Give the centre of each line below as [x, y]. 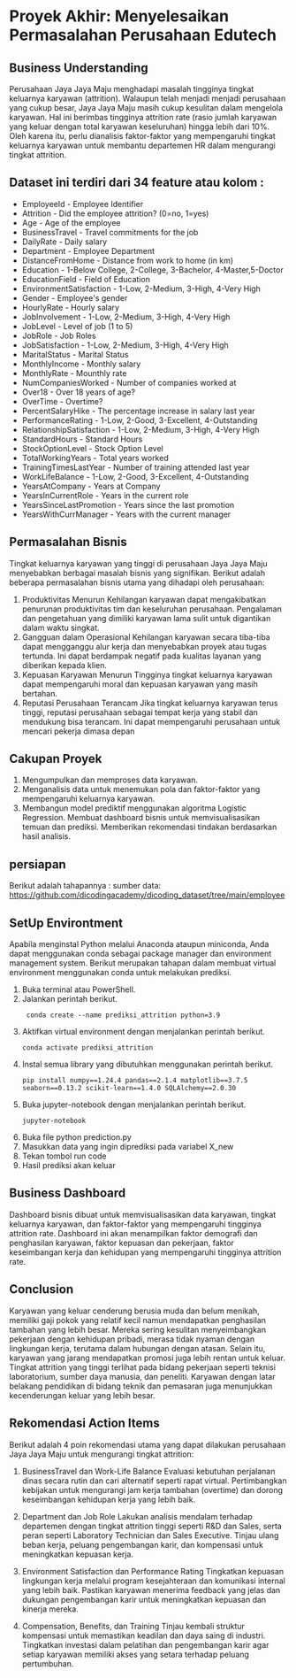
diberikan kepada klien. [65, 665]
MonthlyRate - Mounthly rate [74, 373]
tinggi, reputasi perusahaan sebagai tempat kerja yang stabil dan [140, 712]
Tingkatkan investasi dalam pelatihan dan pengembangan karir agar [145, 1644]
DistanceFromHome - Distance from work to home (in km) [128, 260]
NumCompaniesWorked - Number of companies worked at [129, 382]
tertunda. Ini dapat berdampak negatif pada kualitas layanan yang [141, 656]
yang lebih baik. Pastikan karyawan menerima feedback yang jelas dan [151, 1589]
